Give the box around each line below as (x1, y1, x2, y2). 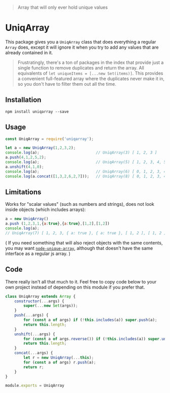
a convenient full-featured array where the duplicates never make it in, (17, 76, 165, 82)
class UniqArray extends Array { (5, 294, 76, 299)
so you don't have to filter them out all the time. (17, 81, 116, 87)
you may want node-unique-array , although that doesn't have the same (5, 245, 153, 251)
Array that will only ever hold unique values (17, 5, 108, 10)
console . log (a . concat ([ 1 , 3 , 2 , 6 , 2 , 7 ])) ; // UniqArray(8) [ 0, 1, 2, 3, (5, 173, 162, 179)
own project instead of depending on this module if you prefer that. (5, 284, 145, 290)
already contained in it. (5, 49, 53, 55)
